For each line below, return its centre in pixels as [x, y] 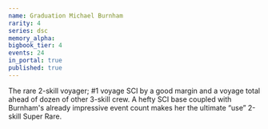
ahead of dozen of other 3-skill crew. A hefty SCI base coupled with [120, 99]
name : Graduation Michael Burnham [66, 16]
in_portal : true [35, 61]
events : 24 [26, 53]
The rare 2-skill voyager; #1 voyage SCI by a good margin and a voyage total [134, 91]
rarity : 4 [25, 23]
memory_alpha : [32, 38]
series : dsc [28, 30]
